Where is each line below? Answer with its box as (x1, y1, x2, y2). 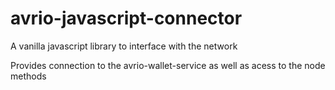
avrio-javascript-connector (10, 7, 243, 30)
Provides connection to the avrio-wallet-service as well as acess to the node (10, 59, 326, 71)
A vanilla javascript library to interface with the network (10, 40, 238, 52)
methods (10, 70, 47, 82)
